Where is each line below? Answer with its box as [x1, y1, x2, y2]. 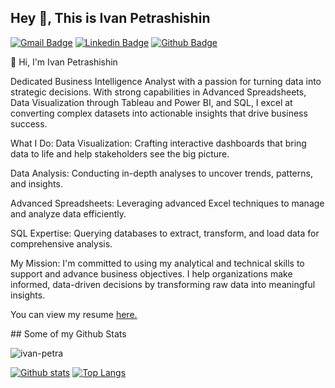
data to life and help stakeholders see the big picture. [10, 147, 230, 160]
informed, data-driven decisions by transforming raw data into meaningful [10, 278, 316, 290]
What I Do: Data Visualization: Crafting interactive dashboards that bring [10, 137, 307, 149]
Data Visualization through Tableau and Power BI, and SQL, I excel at [10, 96, 293, 108]
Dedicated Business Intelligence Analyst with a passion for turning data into [10, 75, 322, 87]
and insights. [10, 177, 63, 190]
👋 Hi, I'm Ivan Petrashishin [10, 56, 118, 68]
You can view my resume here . [10, 308, 138, 320]
